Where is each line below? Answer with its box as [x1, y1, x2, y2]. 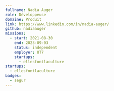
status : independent [14, 45, 58, 50]
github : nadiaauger [5, 26, 46, 31]
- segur [10, 78, 26, 83]
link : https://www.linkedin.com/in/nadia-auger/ [5, 21, 109, 27]
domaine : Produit [5, 17, 42, 22]
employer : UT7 [14, 50, 44, 55]
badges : [5, 73, 22, 78]
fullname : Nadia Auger [5, 7, 53, 13]
